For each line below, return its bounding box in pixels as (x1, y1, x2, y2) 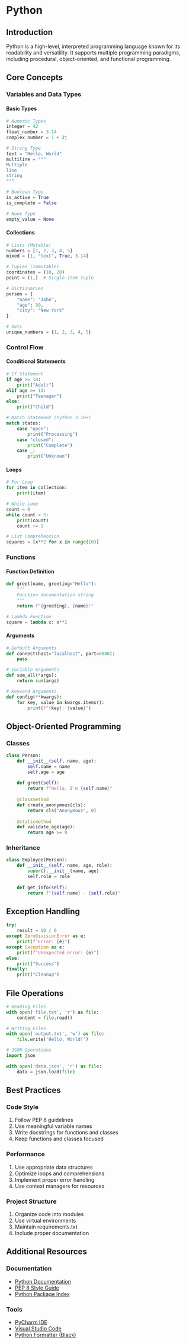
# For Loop (6, 479, 33, 485)
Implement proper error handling (14, 1176, 95, 1183)
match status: (6, 420, 41, 426)
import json (6, 1053, 36, 1059)
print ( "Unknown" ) (27, 454, 70, 459)
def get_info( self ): (17, 885, 68, 890)
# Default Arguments (6, 645, 57, 651)
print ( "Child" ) (17, 404, 54, 410)
